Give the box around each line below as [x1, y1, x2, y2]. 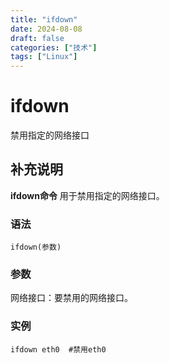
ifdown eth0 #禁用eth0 [10, 344, 107, 355]
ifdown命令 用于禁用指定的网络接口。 [10, 189, 165, 201]
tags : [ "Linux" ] [10, 52, 78, 62]
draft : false [10, 33, 65, 43]
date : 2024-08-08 [10, 24, 83, 34]
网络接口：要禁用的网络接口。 [10, 292, 133, 304]
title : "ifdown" [10, 14, 78, 25]
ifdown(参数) [10, 242, 62, 253]
